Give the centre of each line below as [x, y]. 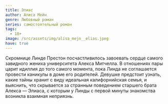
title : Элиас [19, 10]
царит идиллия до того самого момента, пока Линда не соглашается [81, 69]
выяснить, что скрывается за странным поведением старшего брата [81, 85]
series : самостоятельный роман [39, 24]
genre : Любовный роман [29, 19]
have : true [17, 44]
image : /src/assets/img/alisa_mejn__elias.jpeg [57, 39]
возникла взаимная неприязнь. [39, 96]
